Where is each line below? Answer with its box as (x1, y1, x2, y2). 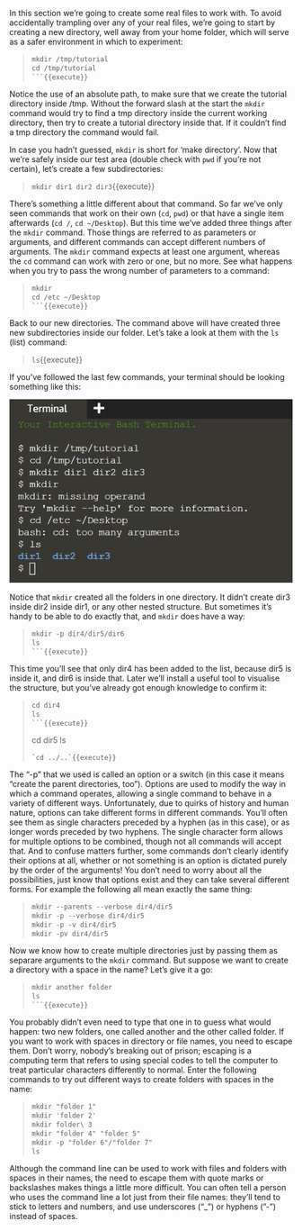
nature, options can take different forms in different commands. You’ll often (9, 808, 288, 818)
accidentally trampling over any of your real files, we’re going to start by (9, 17, 276, 28)
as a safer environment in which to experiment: (9, 36, 183, 47)
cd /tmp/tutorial (31, 64, 97, 73)
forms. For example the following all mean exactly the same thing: (9, 884, 253, 895)
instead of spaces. (9, 1211, 78, 1222)
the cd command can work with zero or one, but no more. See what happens (9, 256, 293, 267)
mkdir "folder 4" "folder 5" (31, 1129, 141, 1138)
